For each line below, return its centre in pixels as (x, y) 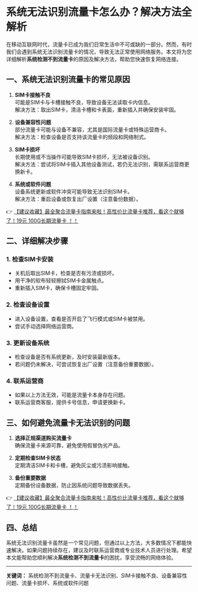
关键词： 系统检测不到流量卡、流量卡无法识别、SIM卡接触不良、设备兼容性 (97, 575)
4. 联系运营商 (25, 381)
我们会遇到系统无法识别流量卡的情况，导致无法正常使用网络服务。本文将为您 (99, 51)
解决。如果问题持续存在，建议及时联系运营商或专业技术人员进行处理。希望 (101, 550)
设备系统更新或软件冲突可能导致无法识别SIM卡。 (74, 191)
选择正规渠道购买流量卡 (43, 438)
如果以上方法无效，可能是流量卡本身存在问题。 (71, 395)
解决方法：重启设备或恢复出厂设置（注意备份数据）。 (78, 199)
